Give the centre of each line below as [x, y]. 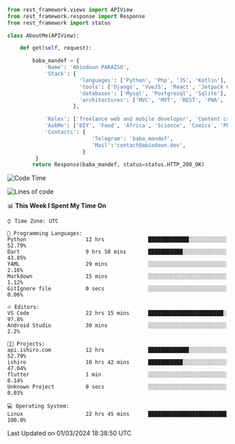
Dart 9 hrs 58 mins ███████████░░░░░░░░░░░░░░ [117, 252]
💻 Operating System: [38, 406]
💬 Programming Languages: [45, 234]
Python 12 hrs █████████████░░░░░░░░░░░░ [117, 240]
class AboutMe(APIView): [43, 35]
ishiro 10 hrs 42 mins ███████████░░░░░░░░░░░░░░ [117, 363]
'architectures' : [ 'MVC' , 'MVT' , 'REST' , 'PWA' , [151, 100]
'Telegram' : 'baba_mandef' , [133, 139]
